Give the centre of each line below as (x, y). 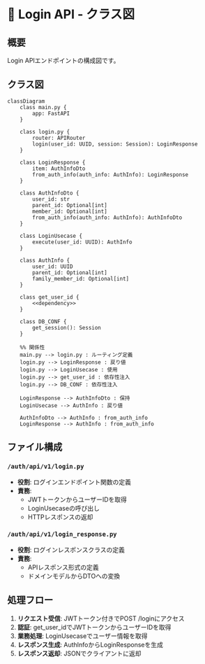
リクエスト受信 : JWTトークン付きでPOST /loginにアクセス (101, 618)
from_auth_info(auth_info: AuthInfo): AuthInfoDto (107, 218)
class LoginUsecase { (51, 236)
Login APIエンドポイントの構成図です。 (63, 61)
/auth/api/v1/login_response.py (62, 535)
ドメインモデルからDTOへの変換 (74, 576)
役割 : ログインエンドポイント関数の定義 (74, 482)
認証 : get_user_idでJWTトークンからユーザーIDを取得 (94, 627)
